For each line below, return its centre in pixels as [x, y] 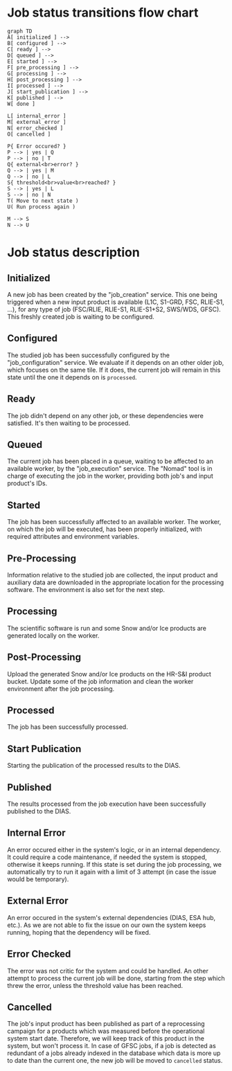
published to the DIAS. [39, 811]
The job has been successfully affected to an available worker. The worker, [114, 522]
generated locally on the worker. [53, 636]
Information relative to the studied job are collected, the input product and [113, 575]
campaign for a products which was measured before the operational [106, 1031]
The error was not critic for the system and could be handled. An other [108, 971]
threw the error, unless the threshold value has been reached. [95, 985]
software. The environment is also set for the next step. [86, 589]
